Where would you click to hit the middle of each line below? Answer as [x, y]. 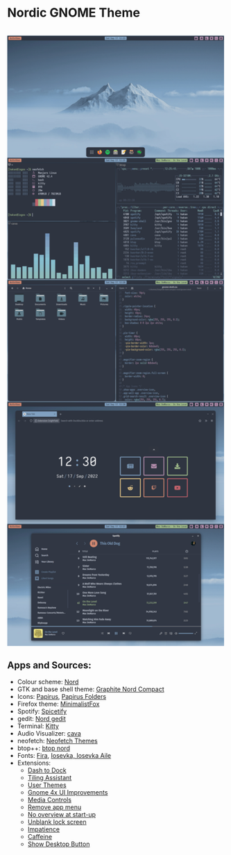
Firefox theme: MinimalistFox [58, 704]
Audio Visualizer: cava [49, 734]
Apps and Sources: [49, 665]
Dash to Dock [47, 770]
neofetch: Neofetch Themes [58, 741]
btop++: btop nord [44, 748]
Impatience [44, 829]
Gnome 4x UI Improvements [68, 793]
